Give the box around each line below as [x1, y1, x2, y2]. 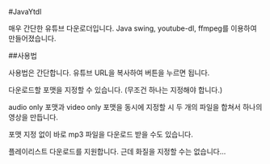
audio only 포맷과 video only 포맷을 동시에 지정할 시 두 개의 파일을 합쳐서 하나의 [8, 103, 263, 111]
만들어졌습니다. [8, 34, 57, 43]
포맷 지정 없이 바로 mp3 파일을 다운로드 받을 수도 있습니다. [8, 129, 194, 139]
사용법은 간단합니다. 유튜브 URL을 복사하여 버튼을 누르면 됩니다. [8, 68, 210, 78]
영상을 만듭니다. [8, 112, 59, 122]
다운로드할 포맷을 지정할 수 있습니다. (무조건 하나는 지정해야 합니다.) [8, 85, 223, 95]
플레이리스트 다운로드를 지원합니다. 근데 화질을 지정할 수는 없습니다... [8, 147, 226, 156]
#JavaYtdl [8, 7, 42, 16]
